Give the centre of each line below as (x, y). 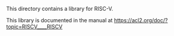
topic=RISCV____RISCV (34, 27)
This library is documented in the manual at (59, 20)
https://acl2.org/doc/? (141, 20)
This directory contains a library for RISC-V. (60, 9)
